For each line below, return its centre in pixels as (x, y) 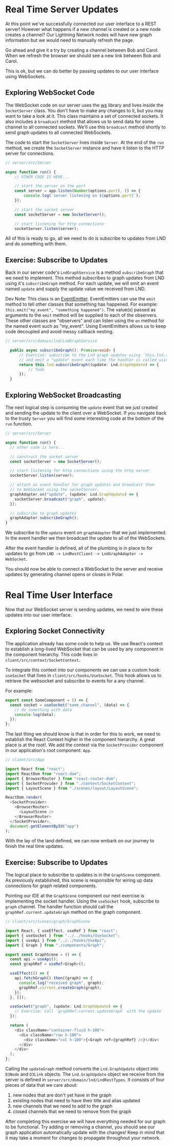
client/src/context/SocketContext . (43, 660)
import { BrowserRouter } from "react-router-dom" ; (61, 779)
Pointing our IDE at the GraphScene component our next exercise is (75, 896)
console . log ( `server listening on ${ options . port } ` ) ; (82, 196)
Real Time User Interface (59, 595)
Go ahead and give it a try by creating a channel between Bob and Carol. (82, 50)
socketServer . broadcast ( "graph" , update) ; (60, 499)
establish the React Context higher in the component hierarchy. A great (80, 739)
